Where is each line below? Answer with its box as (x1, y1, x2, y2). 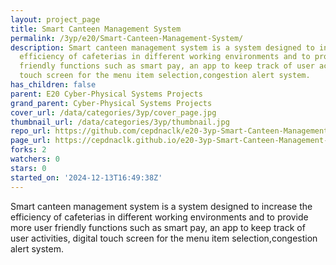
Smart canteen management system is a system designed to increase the (10, 200, 313, 212)
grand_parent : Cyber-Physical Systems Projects (10, 98, 213, 108)
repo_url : (10, 126, 52, 136)
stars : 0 (10, 163, 47, 173)
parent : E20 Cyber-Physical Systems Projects (10, 89, 203, 99)
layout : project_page (10, 14, 101, 25)
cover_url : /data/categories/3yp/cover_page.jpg (10, 107, 217, 118)
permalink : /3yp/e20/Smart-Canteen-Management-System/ (10, 33, 244, 43)
